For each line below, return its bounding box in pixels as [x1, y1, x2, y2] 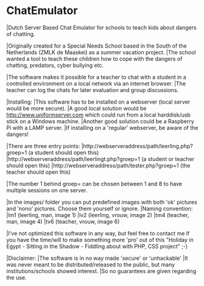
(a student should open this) [28, 149, 99, 156]
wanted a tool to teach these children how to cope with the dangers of [6, 55, 183, 62]
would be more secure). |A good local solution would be [6, 104, 147, 112]
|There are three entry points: [6, 142, 80, 149]
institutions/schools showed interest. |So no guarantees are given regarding [6, 267, 197, 274]
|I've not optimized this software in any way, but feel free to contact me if [6, 229, 190, 237]
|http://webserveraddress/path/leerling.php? [81, 142, 193, 149]
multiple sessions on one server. [6, 187, 88, 194]
